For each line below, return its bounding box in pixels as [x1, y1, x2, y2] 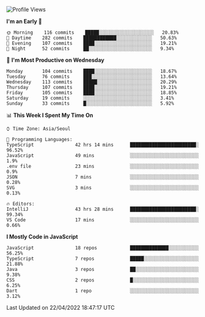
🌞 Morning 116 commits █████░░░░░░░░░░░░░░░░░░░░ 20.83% [6, 29, 179, 36]
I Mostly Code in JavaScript [6, 233, 79, 240]
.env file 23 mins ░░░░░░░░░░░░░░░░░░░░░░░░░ [6, 163, 199, 169]
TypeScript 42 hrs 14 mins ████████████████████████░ [6, 142, 199, 148]
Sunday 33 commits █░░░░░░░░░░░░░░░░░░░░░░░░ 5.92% [6, 101, 174, 107]
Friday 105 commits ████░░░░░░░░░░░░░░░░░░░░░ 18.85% [6, 90, 177, 96]
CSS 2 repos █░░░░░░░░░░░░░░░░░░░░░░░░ [6, 277, 199, 283]
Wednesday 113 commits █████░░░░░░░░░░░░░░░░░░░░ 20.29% [6, 79, 177, 85]
